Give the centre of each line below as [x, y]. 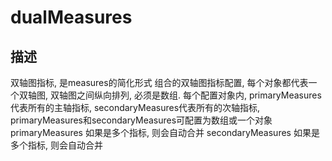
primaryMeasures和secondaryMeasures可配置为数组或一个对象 [141, 120]
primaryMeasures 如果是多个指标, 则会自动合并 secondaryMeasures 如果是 [165, 132]
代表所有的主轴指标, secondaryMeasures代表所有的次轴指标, [135, 107]
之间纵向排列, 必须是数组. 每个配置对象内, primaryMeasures [199, 95]
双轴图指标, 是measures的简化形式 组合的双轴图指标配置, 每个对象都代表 [159, 82]
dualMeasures [71, 17]
